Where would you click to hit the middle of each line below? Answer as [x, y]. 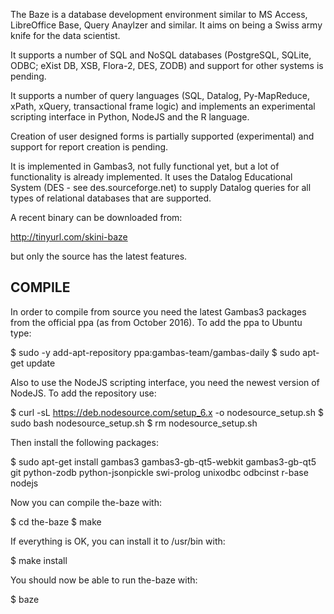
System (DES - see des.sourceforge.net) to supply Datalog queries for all [161, 187]
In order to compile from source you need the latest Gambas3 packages [158, 311]
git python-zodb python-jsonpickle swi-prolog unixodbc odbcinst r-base [159, 472]
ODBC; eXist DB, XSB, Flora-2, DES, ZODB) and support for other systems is [167, 65]
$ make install [39, 560]
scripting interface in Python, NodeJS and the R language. [130, 117]
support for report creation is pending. [89, 147]
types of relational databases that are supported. [111, 198]
